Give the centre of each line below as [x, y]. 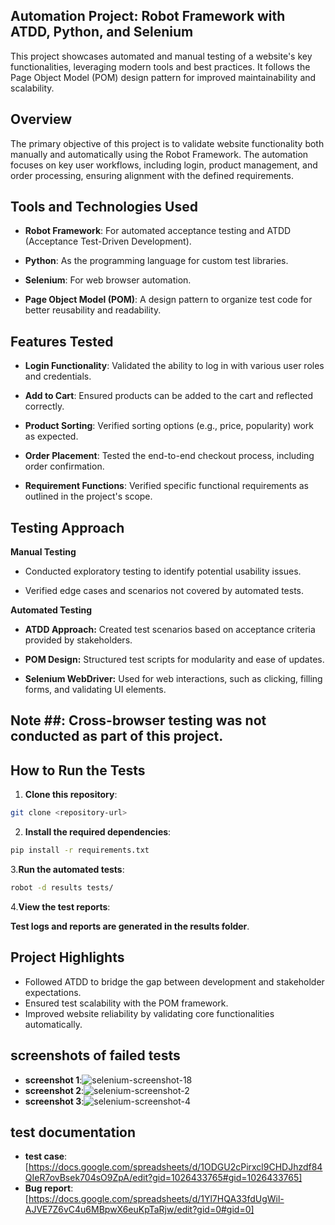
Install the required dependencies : [98, 832]
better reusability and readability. [93, 310]
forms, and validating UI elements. [95, 690]
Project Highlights [67, 957]
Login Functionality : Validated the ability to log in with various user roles [174, 366]
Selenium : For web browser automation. [108, 280]
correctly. [44, 406]
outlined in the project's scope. [88, 496]
